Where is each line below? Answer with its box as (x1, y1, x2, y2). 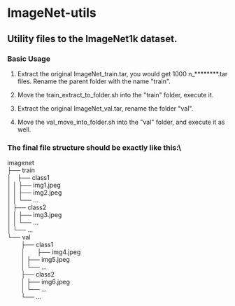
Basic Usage (7, 54, 51, 64)
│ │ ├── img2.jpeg (7, 188, 62, 197)
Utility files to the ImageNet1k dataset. (7, 33, 178, 45)
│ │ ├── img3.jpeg (7, 211, 62, 219)
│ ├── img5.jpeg (20, 256, 70, 264)
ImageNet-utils (7, 5, 97, 21)
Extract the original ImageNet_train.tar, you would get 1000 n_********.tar (17, 69, 228, 78)
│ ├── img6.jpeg (20, 278, 71, 286)
